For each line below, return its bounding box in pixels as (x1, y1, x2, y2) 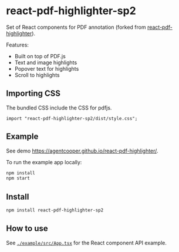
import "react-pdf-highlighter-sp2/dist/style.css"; (6, 115, 138, 121)
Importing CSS (6, 88, 60, 98)
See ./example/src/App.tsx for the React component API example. (6, 239, 167, 246)
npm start (6, 175, 31, 181)
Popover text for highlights (14, 65, 79, 72)
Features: (6, 41, 29, 48)
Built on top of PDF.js (14, 52, 66, 59)
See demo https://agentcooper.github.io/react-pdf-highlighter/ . (6, 147, 158, 154)
